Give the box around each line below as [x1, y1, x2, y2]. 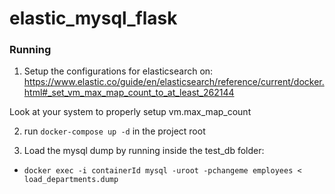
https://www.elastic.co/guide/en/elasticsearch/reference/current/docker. [23, 76, 325, 88]
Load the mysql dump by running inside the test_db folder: [23, 145, 265, 157]
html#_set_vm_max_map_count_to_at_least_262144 [23, 87, 235, 99]
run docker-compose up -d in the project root [23, 125, 206, 137]
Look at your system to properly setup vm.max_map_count [9, 106, 252, 118]
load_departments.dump [23, 175, 119, 185]
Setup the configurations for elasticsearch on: [23, 65, 214, 77]
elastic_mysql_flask [9, 7, 178, 30]
